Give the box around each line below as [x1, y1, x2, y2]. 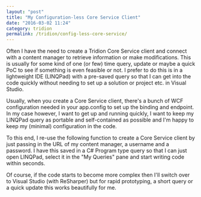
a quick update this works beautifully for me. [6, 184, 117, 192]
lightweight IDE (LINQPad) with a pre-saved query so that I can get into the [6, 73, 191, 80]
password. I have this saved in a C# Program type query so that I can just [6, 147, 187, 154]
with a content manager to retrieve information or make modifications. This [6, 54, 191, 61]
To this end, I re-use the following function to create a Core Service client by [6, 134, 195, 141]
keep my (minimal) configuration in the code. [6, 123, 117, 130]
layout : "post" [6, 8, 44, 15]
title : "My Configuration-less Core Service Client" [6, 14, 141, 20]
